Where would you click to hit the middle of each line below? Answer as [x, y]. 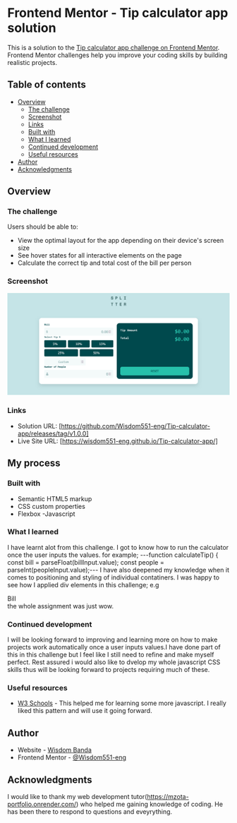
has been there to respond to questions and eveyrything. [90, 812]
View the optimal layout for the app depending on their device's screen [121, 241]
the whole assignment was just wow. [61, 606]
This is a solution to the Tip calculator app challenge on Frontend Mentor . [114, 47]
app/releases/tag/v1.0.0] [53, 433]
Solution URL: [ [39, 426]
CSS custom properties [51, 506]
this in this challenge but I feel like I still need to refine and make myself [111, 655]
